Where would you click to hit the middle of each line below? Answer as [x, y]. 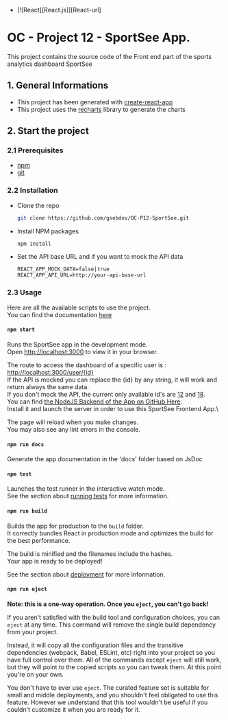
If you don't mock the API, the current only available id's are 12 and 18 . [106, 394]
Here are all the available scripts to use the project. [79, 307]
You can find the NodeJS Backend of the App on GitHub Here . [95, 402]
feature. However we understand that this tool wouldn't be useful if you [107, 702]
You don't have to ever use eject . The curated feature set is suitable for [108, 687]
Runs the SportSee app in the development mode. [77, 344]
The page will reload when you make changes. [73, 422]
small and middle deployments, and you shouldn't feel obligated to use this [113, 695]
